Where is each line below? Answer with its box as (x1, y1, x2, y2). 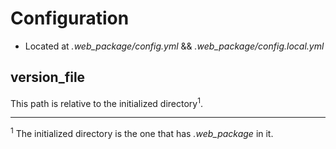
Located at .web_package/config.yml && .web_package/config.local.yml (24, 40, 325, 52)
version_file (10, 69, 86, 86)
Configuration (10, 7, 130, 30)
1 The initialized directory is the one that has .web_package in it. (10, 126, 274, 140)
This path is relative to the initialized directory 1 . (10, 95, 203, 109)
